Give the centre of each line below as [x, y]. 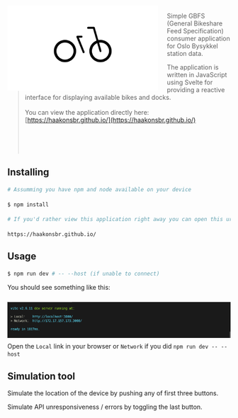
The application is [193, 67]
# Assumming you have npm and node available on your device [100, 189]
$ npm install [28, 204]
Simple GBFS [186, 16]
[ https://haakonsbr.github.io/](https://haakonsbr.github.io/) [110, 120]
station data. [185, 53]
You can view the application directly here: [87, 112]
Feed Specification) [195, 31]
